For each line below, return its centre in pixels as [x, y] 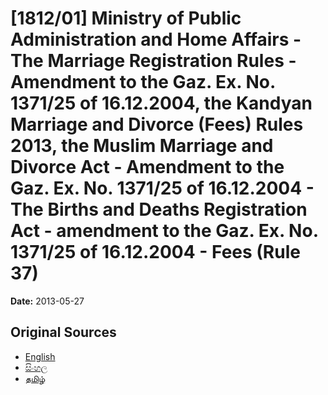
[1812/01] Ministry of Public [126, 18]
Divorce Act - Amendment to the [147, 167]
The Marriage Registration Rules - [153, 61]
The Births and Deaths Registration [159, 209]
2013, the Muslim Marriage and [142, 146]
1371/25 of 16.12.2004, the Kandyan [161, 103]
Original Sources [63, 332]
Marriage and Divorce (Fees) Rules [157, 124]
